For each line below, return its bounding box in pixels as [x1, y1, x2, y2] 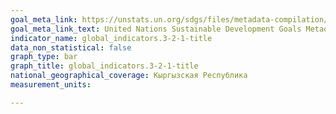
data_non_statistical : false [10, 42, 132, 53]
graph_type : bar [10, 52, 78, 62]
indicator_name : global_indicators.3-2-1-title [10, 33, 213, 43]
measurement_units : [10, 80, 92, 90]
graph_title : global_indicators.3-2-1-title [10, 61, 199, 71]
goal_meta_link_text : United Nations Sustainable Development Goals [10, 24, 302, 34]
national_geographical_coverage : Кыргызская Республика [10, 71, 248, 81]
